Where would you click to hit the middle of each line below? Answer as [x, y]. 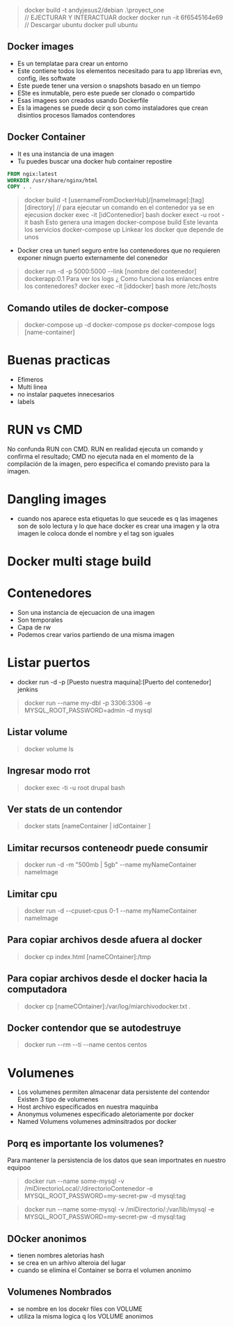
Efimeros [30, 379]
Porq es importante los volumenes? [86, 1143]
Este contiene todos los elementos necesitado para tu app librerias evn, [120, 71]
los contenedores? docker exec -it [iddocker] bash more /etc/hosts [120, 286]
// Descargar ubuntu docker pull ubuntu [81, 25]
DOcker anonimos [47, 1238]
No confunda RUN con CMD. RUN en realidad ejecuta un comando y [105, 449]
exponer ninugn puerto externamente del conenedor [93, 258]
